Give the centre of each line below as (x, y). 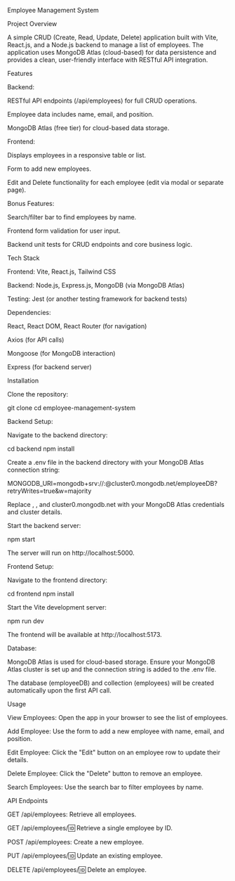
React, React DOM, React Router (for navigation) (77, 326)
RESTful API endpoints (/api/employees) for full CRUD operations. (102, 101)
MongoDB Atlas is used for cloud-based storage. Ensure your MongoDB (111, 662)
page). (17, 190)
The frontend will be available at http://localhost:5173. (85, 635)
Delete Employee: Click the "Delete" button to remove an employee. (105, 773)
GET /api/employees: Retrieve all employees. (72, 814)
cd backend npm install (41, 449)
